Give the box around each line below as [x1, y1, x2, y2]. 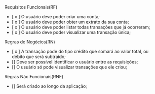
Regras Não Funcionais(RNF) [4, 74, 64, 79]
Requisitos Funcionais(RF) [4, 4, 58, 10]
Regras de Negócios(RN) [4, 39, 55, 45]
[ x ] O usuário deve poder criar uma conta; [11, 14, 100, 19]
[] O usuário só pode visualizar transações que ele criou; [11, 64, 127, 70]
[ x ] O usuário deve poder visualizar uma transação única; [11, 30, 131, 35]
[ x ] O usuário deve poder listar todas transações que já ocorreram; [11, 24, 150, 30]
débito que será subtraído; [11, 54, 66, 60]
